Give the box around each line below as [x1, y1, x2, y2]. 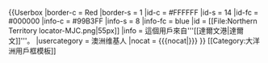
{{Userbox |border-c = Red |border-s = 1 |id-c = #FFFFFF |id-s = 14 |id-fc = [8, 8, 259, 17]
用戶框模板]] [15, 46, 57, 56]
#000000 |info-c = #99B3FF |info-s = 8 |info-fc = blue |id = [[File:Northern [8, 16, 258, 26]
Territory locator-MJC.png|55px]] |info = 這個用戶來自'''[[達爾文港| [8, 26, 230, 36]
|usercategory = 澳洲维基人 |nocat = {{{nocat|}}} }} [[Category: [36, 36, 246, 45]
